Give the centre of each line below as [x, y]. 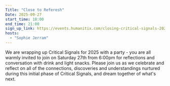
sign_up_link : [20, 29]
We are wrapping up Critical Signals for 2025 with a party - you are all [78, 52]
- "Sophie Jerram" [29, 38]
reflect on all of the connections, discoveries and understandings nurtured [83, 68]
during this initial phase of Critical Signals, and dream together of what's [80, 73]
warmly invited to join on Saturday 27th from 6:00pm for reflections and [80, 57]
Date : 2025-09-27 [24, 15]
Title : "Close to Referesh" [35, 10]
